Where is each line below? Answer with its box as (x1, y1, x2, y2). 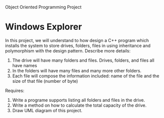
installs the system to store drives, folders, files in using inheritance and (5, 43, 151, 48)
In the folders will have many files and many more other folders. (12, 68, 142, 73)
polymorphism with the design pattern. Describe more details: (5, 47, 131, 53)
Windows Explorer (5, 22, 82, 32)
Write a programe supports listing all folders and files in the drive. (12, 97, 145, 103)
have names (12, 62, 37, 68)
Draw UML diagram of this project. (12, 107, 83, 113)
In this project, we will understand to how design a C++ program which (5, 37, 149, 43)
